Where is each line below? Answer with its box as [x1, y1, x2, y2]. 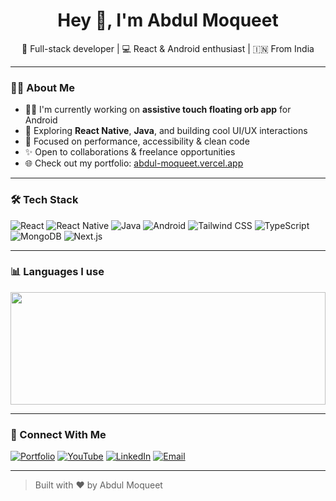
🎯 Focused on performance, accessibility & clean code [24, 135, 250, 148]
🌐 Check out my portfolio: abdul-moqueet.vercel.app [24, 157, 244, 169]
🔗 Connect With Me [10, 427, 107, 441]
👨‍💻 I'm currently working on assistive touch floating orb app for [24, 104, 292, 116]
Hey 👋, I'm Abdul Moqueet [57, 9, 279, 32]
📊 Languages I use [10, 265, 105, 279]
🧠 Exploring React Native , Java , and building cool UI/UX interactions [24, 125, 308, 137]
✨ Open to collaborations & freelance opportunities [24, 146, 236, 158]
